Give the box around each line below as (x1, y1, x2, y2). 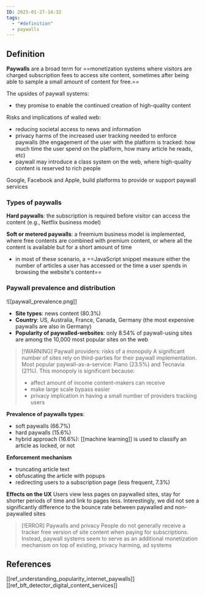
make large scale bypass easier (30, 385, 110, 393)
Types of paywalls (6, 198, 62, 207)
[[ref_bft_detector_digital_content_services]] (6, 582, 118, 589)
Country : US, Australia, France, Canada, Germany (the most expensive (15, 316, 195, 324)
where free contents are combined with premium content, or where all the (6, 237, 193, 244)
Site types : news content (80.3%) (15, 309, 101, 317)
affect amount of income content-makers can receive (30, 379, 165, 386)
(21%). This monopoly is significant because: (21, 367, 135, 374)
